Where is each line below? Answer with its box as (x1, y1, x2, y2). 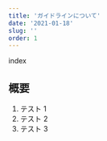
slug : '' (8, 26, 38, 34)
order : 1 (8, 34, 38, 42)
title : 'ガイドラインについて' (8, 11, 101, 20)
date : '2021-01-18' (8, 19, 74, 27)
